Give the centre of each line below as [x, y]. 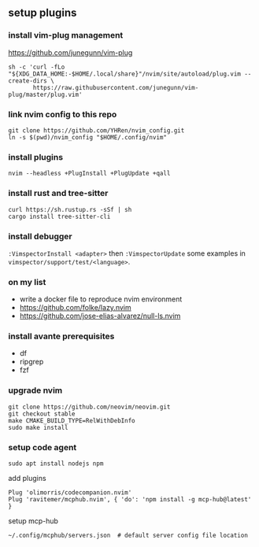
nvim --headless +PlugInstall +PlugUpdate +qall [89, 174]
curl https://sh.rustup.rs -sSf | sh [70, 209]
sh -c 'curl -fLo [37, 67]
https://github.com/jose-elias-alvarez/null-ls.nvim [100, 316]
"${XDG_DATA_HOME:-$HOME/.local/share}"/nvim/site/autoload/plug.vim [125, 74]
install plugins [36, 157]
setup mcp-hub [33, 521]
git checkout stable [42, 414]
